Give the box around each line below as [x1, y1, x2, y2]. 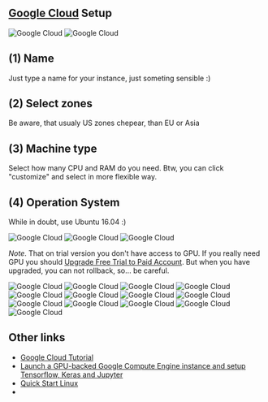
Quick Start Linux [19, 378, 79, 388]
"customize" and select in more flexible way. [8, 172, 157, 182]
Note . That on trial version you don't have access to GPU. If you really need [8, 249, 261, 258]
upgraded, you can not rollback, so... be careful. [8, 266, 170, 275]
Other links [8, 331, 66, 344]
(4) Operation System [8, 195, 120, 210]
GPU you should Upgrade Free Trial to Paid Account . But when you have [8, 257, 250, 267]
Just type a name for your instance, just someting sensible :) [8, 73, 211, 83]
